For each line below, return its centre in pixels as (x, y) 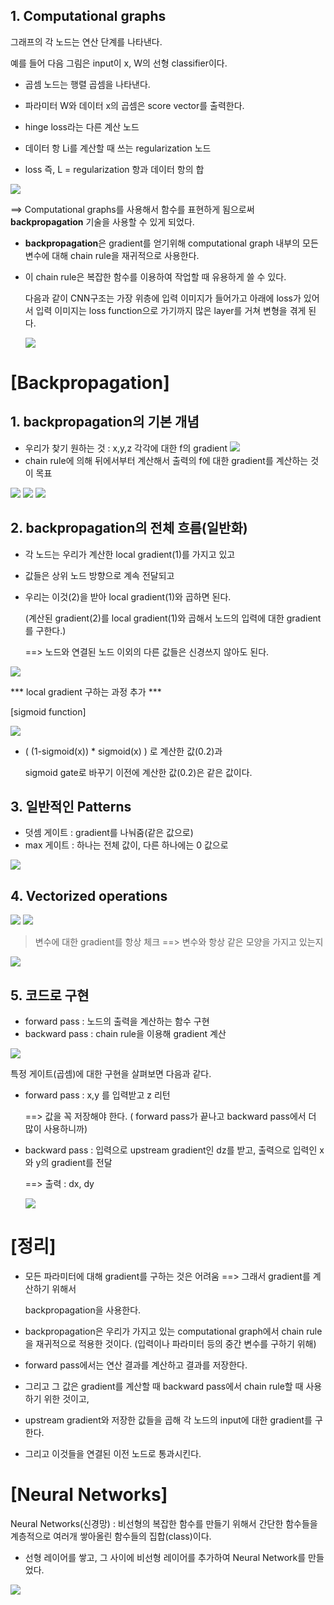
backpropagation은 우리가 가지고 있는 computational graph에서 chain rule (173, 1331)
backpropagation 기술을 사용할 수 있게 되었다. (102, 221)
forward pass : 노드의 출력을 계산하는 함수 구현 (117, 1021)
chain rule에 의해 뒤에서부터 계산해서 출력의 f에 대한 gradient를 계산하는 (166, 460)
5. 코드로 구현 (50, 995)
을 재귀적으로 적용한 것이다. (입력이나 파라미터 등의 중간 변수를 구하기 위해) (170, 1343)
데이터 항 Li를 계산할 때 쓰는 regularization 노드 (118, 148)
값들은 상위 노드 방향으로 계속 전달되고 (99, 575)
